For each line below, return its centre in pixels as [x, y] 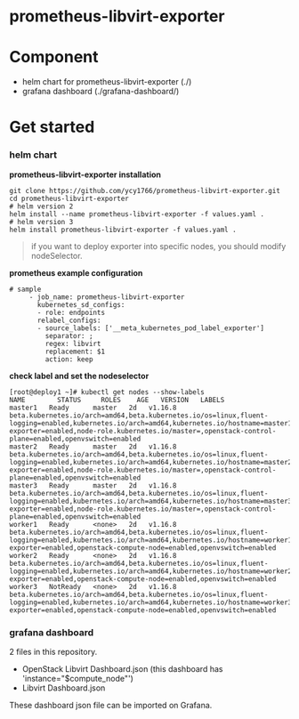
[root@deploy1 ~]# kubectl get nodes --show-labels [107, 392]
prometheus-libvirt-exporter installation [85, 174]
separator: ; [69, 335]
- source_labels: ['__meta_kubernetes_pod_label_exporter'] [151, 328]
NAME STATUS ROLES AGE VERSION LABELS [117, 400]
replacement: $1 [75, 351]
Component [54, 57]
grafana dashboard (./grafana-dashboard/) [101, 92]
